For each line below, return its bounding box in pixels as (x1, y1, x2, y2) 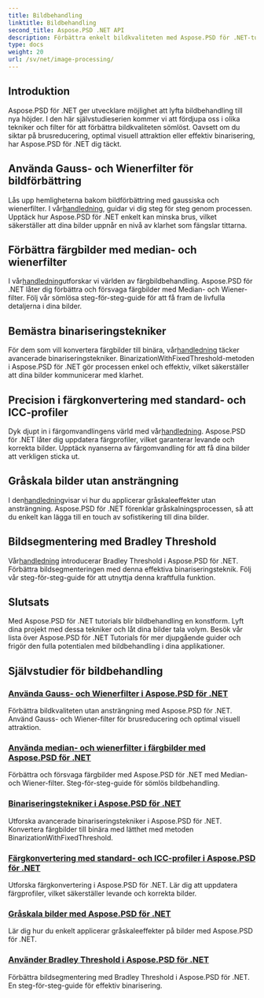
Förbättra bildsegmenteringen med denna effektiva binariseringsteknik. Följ (8, 564, 251, 574)
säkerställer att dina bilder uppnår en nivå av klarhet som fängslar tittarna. (8, 220, 247, 229)
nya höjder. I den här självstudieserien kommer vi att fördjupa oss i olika (8, 114, 240, 123)
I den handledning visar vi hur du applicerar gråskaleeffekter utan (8, 495, 216, 505)
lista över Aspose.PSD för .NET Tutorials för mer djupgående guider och (8, 633, 241, 642)
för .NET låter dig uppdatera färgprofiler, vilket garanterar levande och (8, 434, 235, 444)
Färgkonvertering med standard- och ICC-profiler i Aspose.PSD (8, 852, 256, 863)
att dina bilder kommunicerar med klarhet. (8, 371, 144, 380)
